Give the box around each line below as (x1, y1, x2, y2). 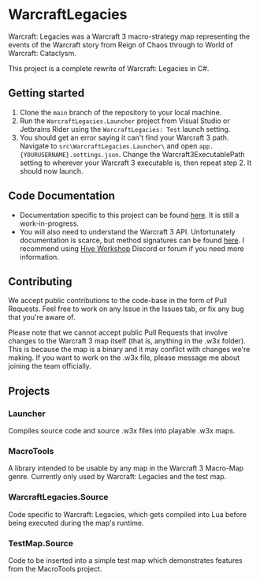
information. (19, 252, 59, 261)
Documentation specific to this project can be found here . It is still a (19, 210, 240, 219)
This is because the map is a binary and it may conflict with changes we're (8, 345, 251, 354)
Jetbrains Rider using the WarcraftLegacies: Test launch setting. (19, 124, 231, 133)
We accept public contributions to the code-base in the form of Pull (8, 296, 227, 305)
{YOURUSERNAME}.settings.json (19, 151, 120, 159)
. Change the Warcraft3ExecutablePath (118, 149, 246, 159)
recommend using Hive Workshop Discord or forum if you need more (19, 243, 244, 253)
